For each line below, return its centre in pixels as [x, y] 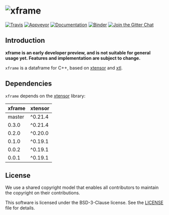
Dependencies [29, 84]
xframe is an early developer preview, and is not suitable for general [78, 52]
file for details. [20, 208]
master [16, 117]
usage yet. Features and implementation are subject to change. [73, 58]
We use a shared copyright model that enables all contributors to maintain [82, 188]
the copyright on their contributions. [43, 193]
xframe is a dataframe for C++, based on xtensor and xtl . [64, 67]
